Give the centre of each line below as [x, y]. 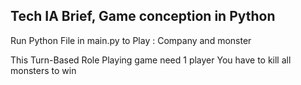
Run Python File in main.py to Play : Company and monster [131, 40]
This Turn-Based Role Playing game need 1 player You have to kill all [151, 60]
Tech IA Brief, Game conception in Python [143, 16]
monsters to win [43, 70]
